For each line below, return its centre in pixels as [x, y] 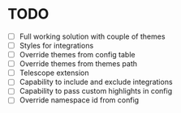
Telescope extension [54, 73]
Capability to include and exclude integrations [96, 82]
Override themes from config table [77, 55]
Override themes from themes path [78, 64]
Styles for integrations [56, 46]
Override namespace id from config [79, 100]
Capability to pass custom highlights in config [95, 91]
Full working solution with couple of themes [92, 36]
